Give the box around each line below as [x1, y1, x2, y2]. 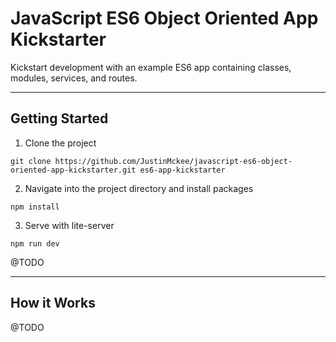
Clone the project [24, 137, 97, 149]
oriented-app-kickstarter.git [10, 165, 137, 175]
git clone [10, 156, 52, 166]
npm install [10, 202, 60, 212]
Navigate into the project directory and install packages [24, 182, 254, 194]
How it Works [10, 295, 96, 312]
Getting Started [10, 110, 109, 127]
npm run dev [10, 238, 60, 249]
